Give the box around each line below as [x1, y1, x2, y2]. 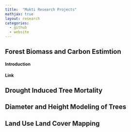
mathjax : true [5, 12, 34, 16]
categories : [5, 20, 29, 26]
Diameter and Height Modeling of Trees [5, 103, 127, 111]
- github [9, 25, 27, 30]
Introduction [5, 61, 31, 67]
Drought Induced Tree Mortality [5, 86, 103, 95]
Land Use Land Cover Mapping [5, 119, 100, 128]
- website [9, 30, 29, 34]
